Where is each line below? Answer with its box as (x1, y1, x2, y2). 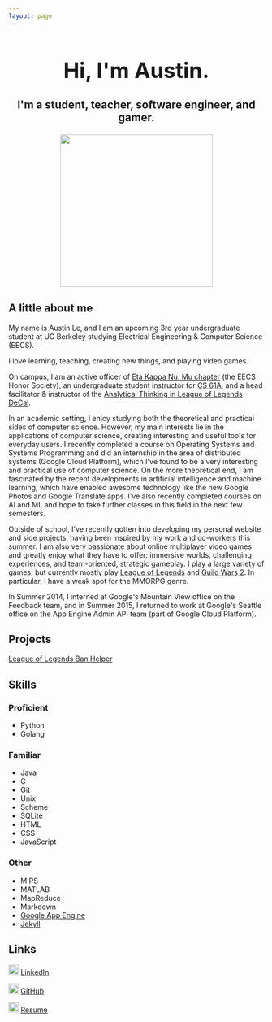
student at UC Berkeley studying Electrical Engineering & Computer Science (8, 331, 263, 341)
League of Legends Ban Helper (8, 654, 113, 663)
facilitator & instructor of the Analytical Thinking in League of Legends (8, 389, 243, 398)
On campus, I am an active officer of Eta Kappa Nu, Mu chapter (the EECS (8, 372, 256, 381)
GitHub (19, 985, 45, 996)
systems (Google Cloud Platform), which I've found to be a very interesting (8, 456, 258, 466)
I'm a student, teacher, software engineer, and (17, 98, 256, 111)
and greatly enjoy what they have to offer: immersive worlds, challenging (8, 550, 252, 559)
